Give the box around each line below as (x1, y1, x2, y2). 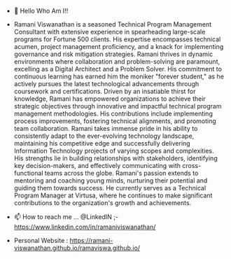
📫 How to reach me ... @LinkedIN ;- (13, 213, 119, 220)
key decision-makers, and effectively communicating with (13, 162, 181, 169)
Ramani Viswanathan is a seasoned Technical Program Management (13, 20, 212, 28)
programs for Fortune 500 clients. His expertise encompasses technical (13, 35, 221, 43)
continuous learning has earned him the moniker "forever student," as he (13, 72, 224, 80)
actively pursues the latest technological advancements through (13, 80, 199, 87)
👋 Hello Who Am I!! (13, 7, 69, 15)
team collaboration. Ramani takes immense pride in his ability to (13, 125, 198, 132)
